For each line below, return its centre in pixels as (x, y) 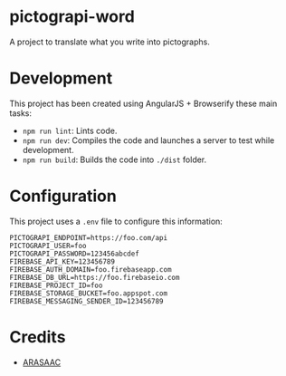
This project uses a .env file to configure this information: (116, 221)
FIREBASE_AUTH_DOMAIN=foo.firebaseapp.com (91, 269)
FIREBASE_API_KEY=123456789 (62, 261)
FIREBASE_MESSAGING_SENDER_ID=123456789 (87, 301)
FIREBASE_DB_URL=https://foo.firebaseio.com (95, 277)
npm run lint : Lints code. (70, 130)
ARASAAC (42, 362)
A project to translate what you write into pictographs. (110, 42)
